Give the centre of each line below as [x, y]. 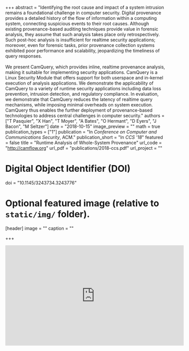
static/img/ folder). [48, 214]
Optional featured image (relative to [82, 204]
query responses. [24, 56]
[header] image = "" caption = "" [39, 228]
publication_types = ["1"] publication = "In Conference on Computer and [81, 132]
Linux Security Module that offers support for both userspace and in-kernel [84, 78]
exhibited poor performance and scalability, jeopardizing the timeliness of [83, 51]
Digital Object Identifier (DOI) [68, 169]
